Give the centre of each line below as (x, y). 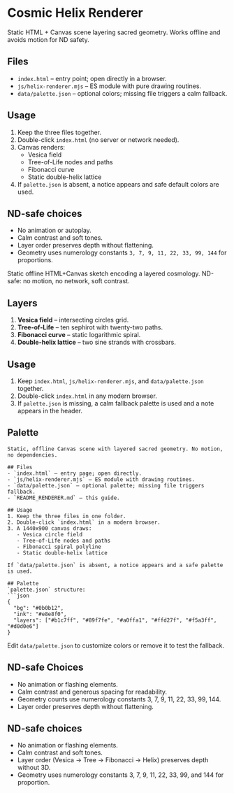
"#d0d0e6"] (23, 626)
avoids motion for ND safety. (48, 39)
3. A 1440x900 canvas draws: (50, 528)
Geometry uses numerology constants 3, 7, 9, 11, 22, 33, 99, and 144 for (120, 775)
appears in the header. (50, 411)
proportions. (35, 260)
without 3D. (34, 768)
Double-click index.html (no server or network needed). (98, 140)
